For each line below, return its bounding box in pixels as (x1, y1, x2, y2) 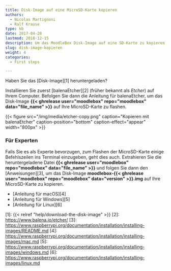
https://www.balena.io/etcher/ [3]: (5, 217, 77, 223)
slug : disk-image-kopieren (5, 45, 63, 50)
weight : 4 (5, 50, 26, 55)
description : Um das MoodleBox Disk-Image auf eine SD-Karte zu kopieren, (5, 41, 167, 46)
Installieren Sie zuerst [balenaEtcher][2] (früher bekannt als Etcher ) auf (5, 87, 154, 94)
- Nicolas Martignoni (10, 17, 56, 22)
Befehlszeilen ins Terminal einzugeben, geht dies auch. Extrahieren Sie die (5, 154, 162, 160)
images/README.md (5, 227, 49, 233)
